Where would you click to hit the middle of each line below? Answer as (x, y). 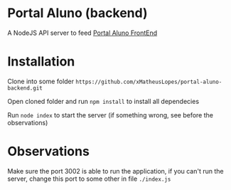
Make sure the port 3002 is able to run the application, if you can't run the (116, 171)
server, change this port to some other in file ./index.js (89, 179)
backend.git (25, 88)
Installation (41, 62)
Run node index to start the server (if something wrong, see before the (110, 115)
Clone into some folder (41, 81)
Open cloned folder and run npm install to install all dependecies (103, 101)
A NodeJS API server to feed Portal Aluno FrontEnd (82, 33)
